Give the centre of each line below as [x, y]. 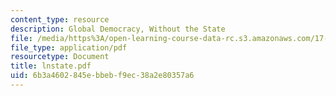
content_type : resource [60, 19]
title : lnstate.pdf [51, 66]
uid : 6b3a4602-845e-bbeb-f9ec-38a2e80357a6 [102, 76]
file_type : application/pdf [69, 47]
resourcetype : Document [60, 57]
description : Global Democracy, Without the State [118, 29]
